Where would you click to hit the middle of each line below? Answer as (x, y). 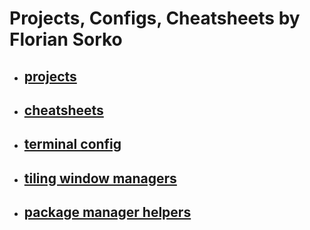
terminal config (72, 144)
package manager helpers (107, 212)
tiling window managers (100, 178)
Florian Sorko (66, 39)
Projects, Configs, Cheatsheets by (155, 18)
